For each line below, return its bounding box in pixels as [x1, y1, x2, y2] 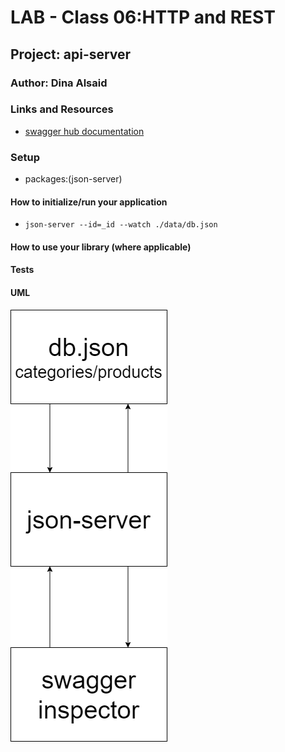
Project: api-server [10, 46, 132, 63]
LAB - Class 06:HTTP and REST [10, 6, 276, 29]
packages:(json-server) [24, 173, 123, 185]
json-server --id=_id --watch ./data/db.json [24, 220, 218, 230]
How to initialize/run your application [10, 196, 168, 208]
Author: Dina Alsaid [10, 76, 108, 90]
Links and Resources [10, 102, 114, 116]
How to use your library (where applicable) [10, 241, 192, 253]
